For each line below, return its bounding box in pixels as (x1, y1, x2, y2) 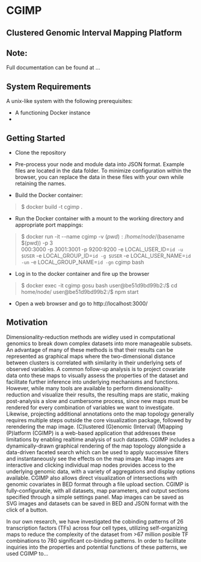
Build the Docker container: (14, 192, 83, 199)
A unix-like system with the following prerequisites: (6, 98, 133, 105)
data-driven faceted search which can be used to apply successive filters (6, 448, 189, 455)
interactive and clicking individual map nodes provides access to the (6, 461, 176, 469)
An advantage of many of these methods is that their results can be (6, 346, 173, 353)
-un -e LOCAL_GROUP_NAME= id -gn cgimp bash (20, 258, 144, 266)
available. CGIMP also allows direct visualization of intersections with (6, 474, 178, 481)
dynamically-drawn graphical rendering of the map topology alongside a (6, 442, 186, 449)
